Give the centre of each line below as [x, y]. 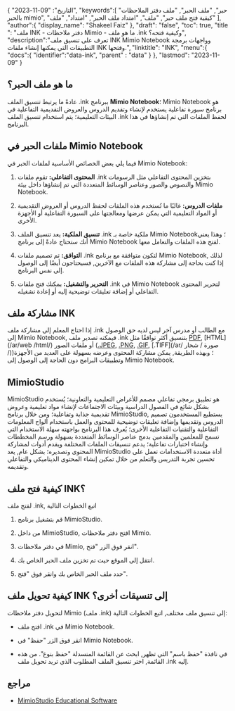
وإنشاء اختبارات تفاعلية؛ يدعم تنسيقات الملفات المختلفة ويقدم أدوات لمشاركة [108, 444]
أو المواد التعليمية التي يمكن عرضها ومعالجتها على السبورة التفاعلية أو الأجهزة [117, 213]
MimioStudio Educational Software [67, 700]
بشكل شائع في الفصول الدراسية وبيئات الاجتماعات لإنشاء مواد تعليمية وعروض [108, 407]
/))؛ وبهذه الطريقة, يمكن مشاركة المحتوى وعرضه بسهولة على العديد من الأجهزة [110, 353]
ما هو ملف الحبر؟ [40, 85]
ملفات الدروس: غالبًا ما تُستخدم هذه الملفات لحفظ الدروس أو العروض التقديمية [120, 205]
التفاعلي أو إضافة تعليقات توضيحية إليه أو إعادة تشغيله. [88, 291]
